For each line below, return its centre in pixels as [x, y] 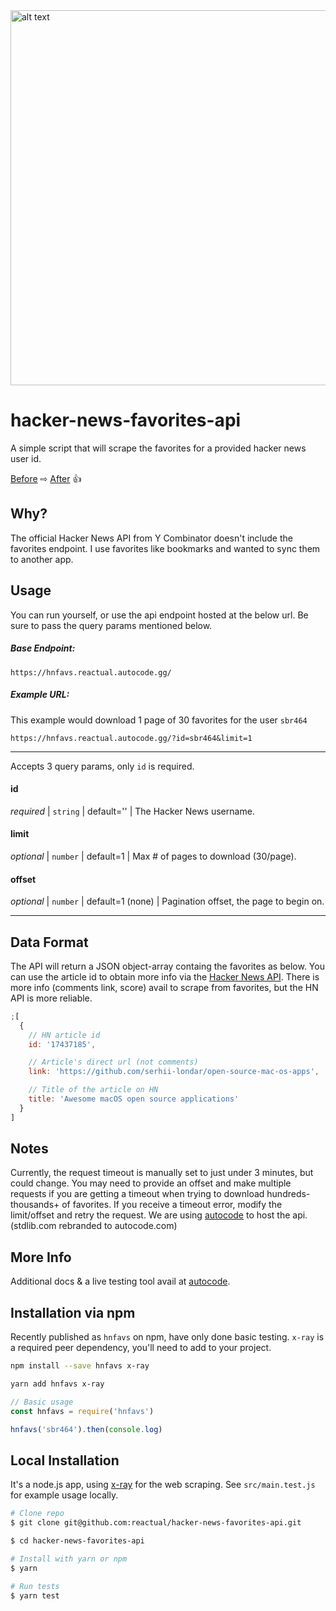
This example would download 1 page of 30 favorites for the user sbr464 [159, 720]
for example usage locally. [64, 1495]
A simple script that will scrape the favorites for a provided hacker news [158, 448]
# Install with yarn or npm [69, 1559]
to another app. [42, 559]
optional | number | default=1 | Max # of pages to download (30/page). [153, 856]
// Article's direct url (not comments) [113, 1062]
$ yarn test [35, 1595]
